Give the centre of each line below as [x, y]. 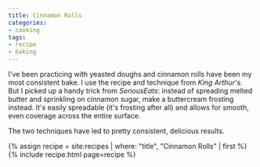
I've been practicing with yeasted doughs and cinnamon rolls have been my [130, 74]
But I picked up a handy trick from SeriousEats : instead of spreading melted [130, 91]
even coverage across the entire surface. [74, 116]
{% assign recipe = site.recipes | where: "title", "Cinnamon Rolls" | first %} [128, 146]
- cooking [24, 30]
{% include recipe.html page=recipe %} [72, 154]
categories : [27, 23]
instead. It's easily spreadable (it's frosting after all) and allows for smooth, [128, 107]
